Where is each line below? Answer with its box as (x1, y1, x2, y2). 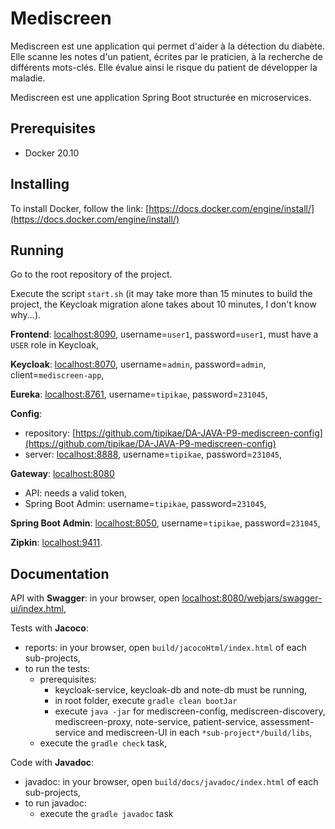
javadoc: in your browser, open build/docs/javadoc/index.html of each (24, 776, 319, 788)
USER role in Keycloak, (10, 339, 99, 351)
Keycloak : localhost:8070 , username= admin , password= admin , (10, 358, 267, 371)
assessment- (260, 716, 315, 728)
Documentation (10, 565, 110, 582)
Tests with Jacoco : (10, 622, 89, 634)
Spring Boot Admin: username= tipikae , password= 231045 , (24, 498, 267, 510)
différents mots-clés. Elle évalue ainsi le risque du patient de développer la (10, 61, 318, 73)
